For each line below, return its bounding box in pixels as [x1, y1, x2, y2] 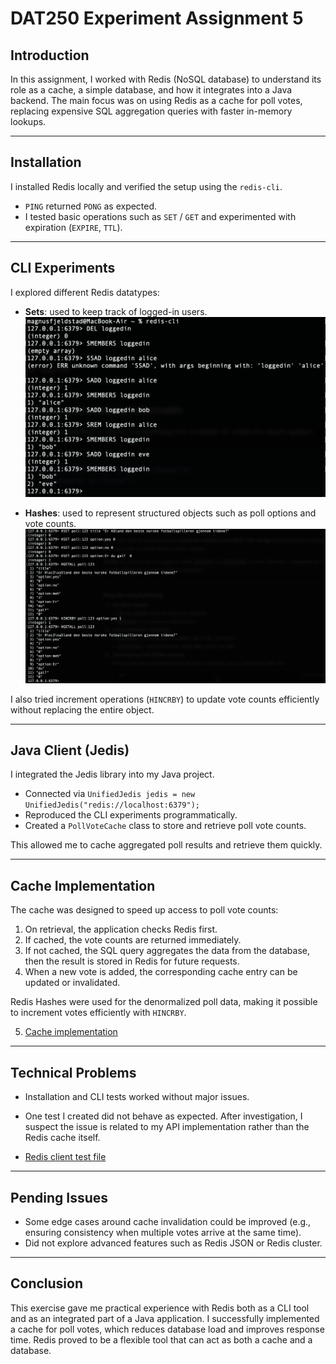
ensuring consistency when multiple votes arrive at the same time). [24, 1226, 302, 1238]
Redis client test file [24, 1151, 107, 1163]
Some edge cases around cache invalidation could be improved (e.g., [24, 1215, 312, 1227]
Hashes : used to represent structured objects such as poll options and [24, 507, 317, 519]
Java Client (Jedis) [10, 742, 130, 759]
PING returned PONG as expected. [24, 200, 158, 212]
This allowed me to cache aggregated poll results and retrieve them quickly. [10, 839, 323, 851]
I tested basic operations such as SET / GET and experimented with [24, 210, 297, 222]
